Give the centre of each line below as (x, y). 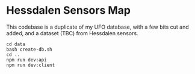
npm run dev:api (26, 60)
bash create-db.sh (29, 49)
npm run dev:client (31, 65)
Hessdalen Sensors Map (69, 10)
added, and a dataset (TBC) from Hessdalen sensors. (72, 33)
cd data (16, 44)
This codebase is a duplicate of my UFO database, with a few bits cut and (97, 27)
